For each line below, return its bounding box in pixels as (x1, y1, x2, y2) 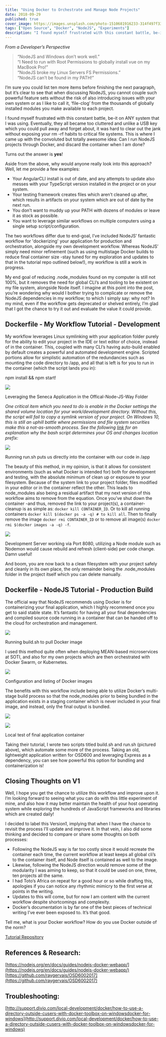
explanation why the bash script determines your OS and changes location (5, 429, 158, 435)
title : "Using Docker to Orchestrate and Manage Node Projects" (5, 7, 140, 12)
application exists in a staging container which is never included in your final (5, 698, 161, 704)
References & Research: (5, 949, 81, 957)
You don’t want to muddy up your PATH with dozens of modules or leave (12, 207, 160, 213)
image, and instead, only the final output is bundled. (5, 704, 111, 710)
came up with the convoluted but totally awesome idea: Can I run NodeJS (5, 136, 155, 142)
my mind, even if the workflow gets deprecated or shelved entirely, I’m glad (5, 301, 159, 306)
